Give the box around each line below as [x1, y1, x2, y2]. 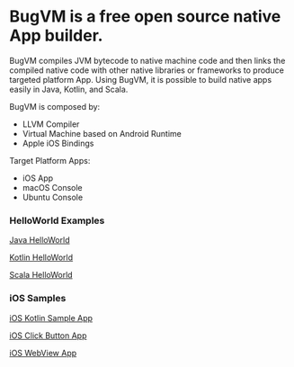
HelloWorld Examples [9, 214, 105, 227]
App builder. [9, 25, 103, 46]
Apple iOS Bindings [22, 138, 94, 148]
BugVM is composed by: [9, 101, 101, 112]
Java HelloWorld [9, 235, 70, 246]
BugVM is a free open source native [9, 6, 281, 27]
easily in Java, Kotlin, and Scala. [9, 84, 129, 94]
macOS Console [22, 182, 83, 192]
